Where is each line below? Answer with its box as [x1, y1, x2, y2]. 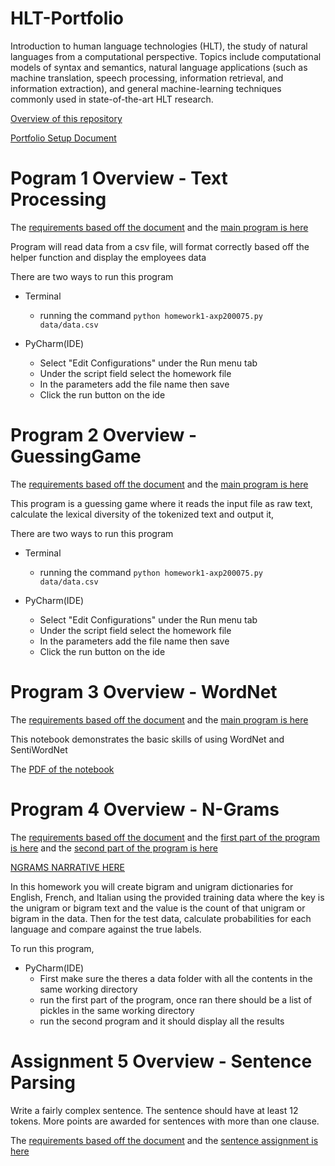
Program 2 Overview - [10, 424, 198, 447]
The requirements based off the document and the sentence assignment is [10, 1134, 319, 1146]
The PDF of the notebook [10, 763, 115, 775]
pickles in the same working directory [39, 1004, 195, 1016]
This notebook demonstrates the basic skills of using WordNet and [10, 733, 285, 745]
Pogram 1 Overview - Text [10, 167, 228, 190]
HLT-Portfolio [10, 7, 124, 30]
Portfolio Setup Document [10, 132, 117, 144]
